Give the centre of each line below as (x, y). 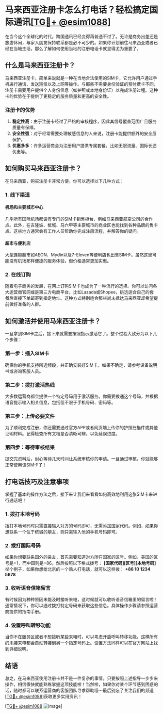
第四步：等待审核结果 (30, 448)
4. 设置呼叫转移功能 (28, 625)
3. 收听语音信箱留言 (28, 588)
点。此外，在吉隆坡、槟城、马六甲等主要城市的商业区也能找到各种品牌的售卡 (81, 225)
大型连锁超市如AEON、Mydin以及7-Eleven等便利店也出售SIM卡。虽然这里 (79, 255)
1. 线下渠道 (17, 195)
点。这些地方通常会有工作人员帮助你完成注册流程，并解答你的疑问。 (73, 231)
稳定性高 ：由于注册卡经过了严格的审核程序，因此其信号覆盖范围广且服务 (84, 121)
